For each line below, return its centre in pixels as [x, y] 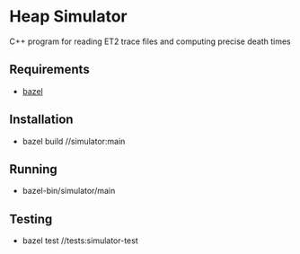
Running [34, 169]
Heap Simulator [68, 17]
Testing [31, 219]
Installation [41, 120]
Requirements [49, 70]
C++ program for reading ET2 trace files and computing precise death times [150, 41]
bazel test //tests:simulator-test [80, 241]
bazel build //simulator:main [74, 141]
